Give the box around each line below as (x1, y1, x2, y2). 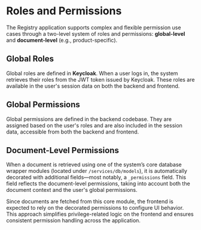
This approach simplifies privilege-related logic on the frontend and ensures (6, 210, 194, 218)
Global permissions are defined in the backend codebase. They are (6, 115, 172, 123)
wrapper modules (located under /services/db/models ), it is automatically (6, 167, 187, 175)
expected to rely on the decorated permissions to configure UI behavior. (6, 204, 184, 212)
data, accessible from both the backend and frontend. (6, 128, 139, 135)
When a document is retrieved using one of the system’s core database (6, 161, 182, 168)
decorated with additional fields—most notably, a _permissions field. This (6, 174, 187, 181)
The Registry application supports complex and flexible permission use (6, 24, 181, 31)
